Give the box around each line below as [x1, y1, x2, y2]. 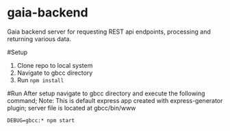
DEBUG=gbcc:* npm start [7, 117, 75, 124]
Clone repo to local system [16, 61, 93, 69]
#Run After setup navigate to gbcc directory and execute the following [7, 89, 205, 97]
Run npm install [16, 75, 64, 84]
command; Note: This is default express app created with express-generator [7, 96, 223, 104]
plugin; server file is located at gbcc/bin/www [7, 104, 136, 112]
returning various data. [7, 34, 72, 43]
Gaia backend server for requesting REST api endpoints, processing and [7, 27, 211, 36]
